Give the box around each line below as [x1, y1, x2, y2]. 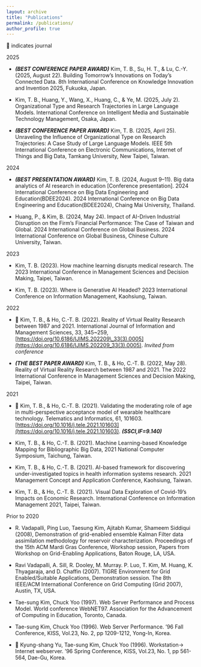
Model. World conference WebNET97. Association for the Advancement [14, 605, 192, 612]
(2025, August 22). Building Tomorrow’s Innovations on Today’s [14, 72, 172, 79]
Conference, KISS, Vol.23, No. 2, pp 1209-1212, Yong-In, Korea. [14, 630, 172, 637]
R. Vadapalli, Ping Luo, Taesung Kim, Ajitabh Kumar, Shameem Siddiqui [14, 524, 191, 532]
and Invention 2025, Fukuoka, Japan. [14, 85, 107, 92]
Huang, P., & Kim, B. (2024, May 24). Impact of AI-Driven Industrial [14, 213, 181, 220]
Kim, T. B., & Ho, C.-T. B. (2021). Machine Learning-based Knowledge [14, 440, 187, 447]
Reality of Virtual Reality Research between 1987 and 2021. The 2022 [14, 366, 186, 373]
